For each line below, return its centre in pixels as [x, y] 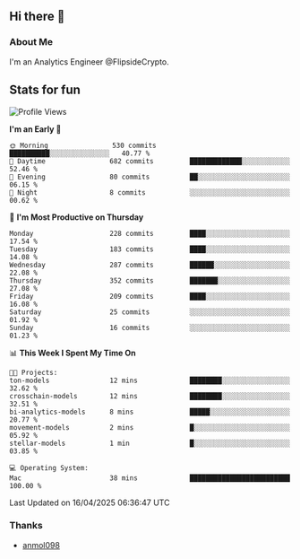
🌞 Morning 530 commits [83, 145]
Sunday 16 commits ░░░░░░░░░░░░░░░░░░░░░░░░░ [150, 328]
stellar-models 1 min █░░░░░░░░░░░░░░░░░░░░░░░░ [150, 443]
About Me [31, 42]
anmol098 [41, 545]
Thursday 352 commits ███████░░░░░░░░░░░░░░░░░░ [150, 280]
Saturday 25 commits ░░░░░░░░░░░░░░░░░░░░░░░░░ [150, 312]
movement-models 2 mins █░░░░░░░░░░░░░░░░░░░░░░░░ [150, 427]
